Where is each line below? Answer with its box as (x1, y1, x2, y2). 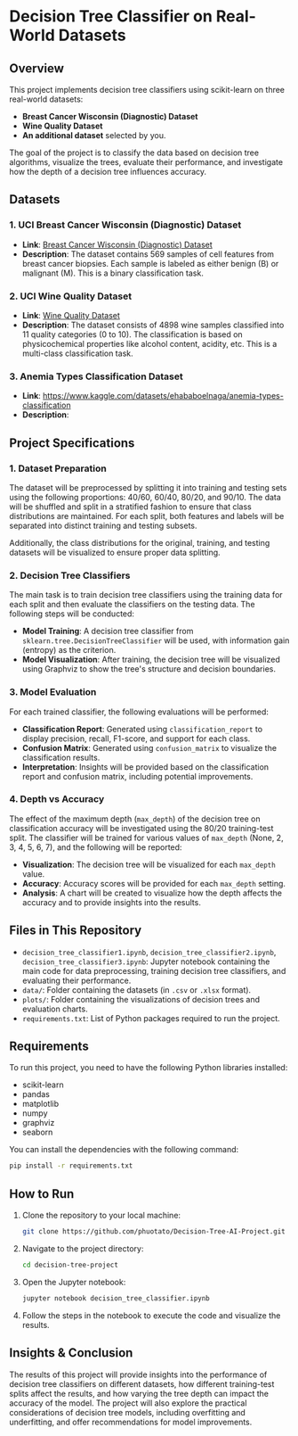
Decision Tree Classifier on (9, 6, 213, 27)
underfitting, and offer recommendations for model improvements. (9, 1416, 253, 1427)
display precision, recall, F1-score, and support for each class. (21, 733, 251, 744)
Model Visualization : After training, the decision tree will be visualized (21, 654, 280, 665)
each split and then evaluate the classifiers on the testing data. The (9, 599, 255, 610)
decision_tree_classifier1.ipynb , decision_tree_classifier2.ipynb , (21, 946, 277, 957)
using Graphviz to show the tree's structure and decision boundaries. (21, 664, 276, 674)
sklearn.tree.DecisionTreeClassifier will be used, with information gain (21, 635, 290, 646)
